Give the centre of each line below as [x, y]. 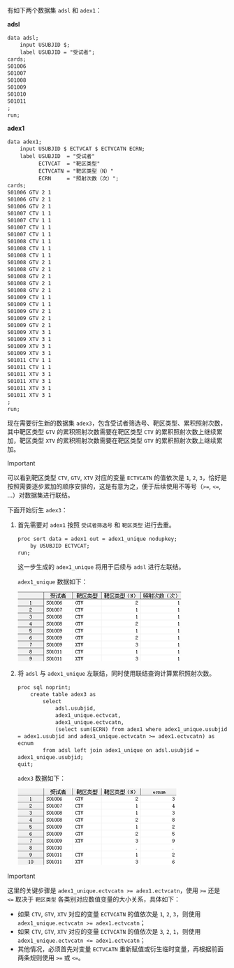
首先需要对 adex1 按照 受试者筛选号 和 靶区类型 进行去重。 [96, 525]
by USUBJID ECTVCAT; [60, 546]
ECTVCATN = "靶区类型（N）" [76, 171]
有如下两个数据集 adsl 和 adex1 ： [55, 10]
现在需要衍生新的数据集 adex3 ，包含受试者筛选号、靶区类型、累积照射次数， [117, 423]
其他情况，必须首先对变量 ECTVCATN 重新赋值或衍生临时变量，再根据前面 [120, 949]
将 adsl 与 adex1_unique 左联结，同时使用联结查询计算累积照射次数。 [116, 673]
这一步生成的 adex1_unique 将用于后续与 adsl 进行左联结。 [101, 567]
